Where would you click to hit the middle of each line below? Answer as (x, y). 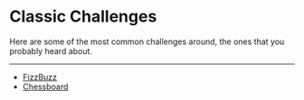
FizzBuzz (39, 77)
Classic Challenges (83, 17)
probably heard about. (51, 50)
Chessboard (45, 86)
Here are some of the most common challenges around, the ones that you (147, 41)
